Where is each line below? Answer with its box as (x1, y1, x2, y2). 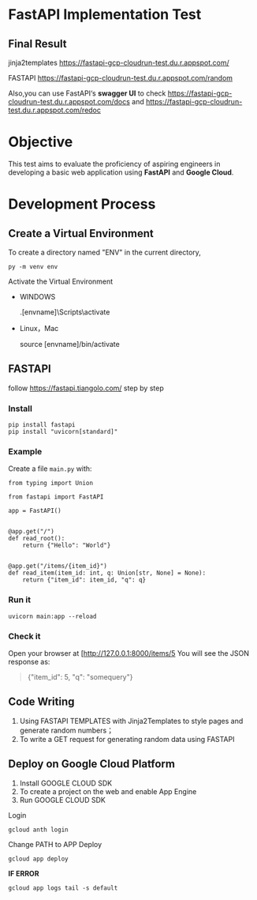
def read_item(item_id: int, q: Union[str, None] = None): (8, 569, 207, 578)
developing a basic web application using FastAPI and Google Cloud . (8, 168, 234, 177)
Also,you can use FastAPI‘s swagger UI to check (8, 88, 166, 98)
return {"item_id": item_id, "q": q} (22, 576, 147, 584)
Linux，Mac (19, 323, 59, 333)
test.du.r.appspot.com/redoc (8, 105, 101, 115)
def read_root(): (8, 535, 65, 543)
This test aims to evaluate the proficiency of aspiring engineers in (8, 159, 221, 168)
